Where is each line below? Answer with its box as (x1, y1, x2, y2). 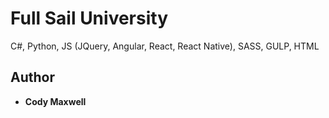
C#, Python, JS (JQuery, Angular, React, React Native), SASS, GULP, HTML (10, 40, 320, 52)
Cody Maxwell (24, 95, 87, 107)
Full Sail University (10, 7, 168, 30)
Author (10, 69, 55, 86)
